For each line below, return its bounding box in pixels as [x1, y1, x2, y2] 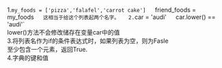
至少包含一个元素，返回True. [7, 46, 87, 53]
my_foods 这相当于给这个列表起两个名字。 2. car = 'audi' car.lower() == [7, 13, 217, 21]
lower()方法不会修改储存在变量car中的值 [7, 29, 120, 36]
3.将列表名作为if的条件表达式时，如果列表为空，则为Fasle [7, 37, 169, 45]
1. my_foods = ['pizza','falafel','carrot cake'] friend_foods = [7, 6, 197, 14]
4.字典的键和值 [7, 54, 49, 62]
